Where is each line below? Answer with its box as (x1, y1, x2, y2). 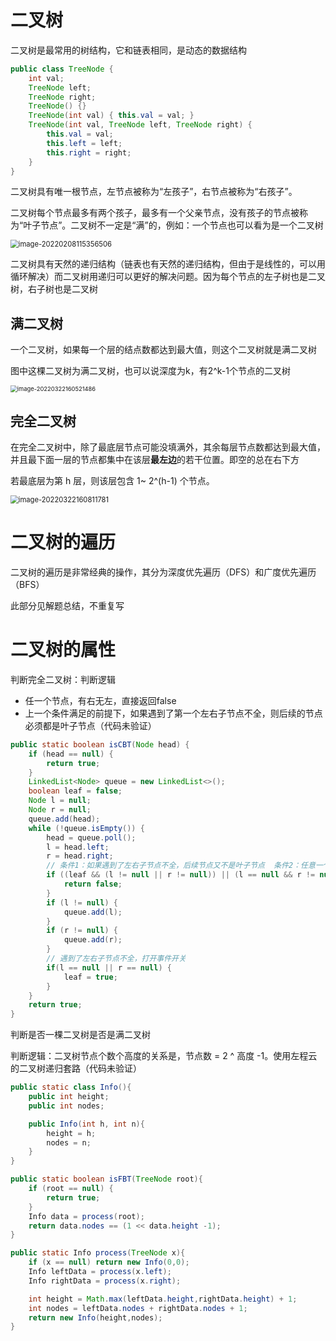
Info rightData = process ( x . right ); (28, 1276, 182, 1286)
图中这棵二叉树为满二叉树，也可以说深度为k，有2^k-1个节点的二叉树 (10, 365, 291, 377)
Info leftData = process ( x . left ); (28, 1267, 172, 1277)
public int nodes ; (28, 1101, 105, 1111)
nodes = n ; (46, 1137, 92, 1148)
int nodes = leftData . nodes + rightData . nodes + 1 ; (28, 1303, 248, 1313)
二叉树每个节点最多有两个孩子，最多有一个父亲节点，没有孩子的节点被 (10, 207, 300, 219)
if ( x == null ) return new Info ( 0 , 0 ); (28, 1257, 190, 1268)
